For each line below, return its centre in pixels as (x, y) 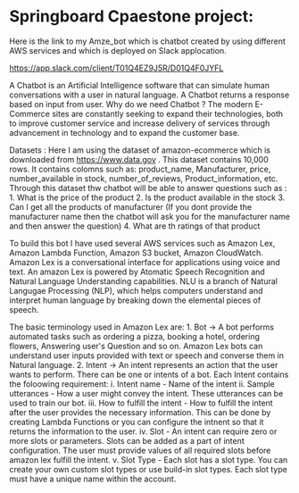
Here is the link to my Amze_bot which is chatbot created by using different (147, 41)
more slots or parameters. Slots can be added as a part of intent (127, 440)
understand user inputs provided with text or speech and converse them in (146, 355)
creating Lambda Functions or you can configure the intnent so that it (137, 422)
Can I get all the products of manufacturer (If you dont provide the (131, 206)
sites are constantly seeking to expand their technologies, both (168, 113)
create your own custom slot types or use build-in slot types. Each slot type (148, 469)
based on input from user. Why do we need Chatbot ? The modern (131, 104)
